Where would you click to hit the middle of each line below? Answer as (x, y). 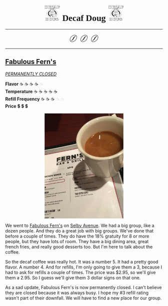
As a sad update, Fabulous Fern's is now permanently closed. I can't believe (83, 287)
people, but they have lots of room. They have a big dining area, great (77, 241)
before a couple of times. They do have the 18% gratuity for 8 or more (77, 236)
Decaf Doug (84, 18)
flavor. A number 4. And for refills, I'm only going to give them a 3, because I (84, 267)
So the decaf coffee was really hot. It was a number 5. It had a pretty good (82, 261)
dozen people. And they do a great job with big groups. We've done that (79, 230)
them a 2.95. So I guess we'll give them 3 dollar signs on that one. (73, 277)
